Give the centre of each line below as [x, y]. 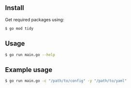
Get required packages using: [35, 19]
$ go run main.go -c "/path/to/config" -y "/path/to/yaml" [66, 81]
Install [15, 8]
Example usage [29, 70]
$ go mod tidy [19, 29]
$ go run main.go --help [30, 55]
